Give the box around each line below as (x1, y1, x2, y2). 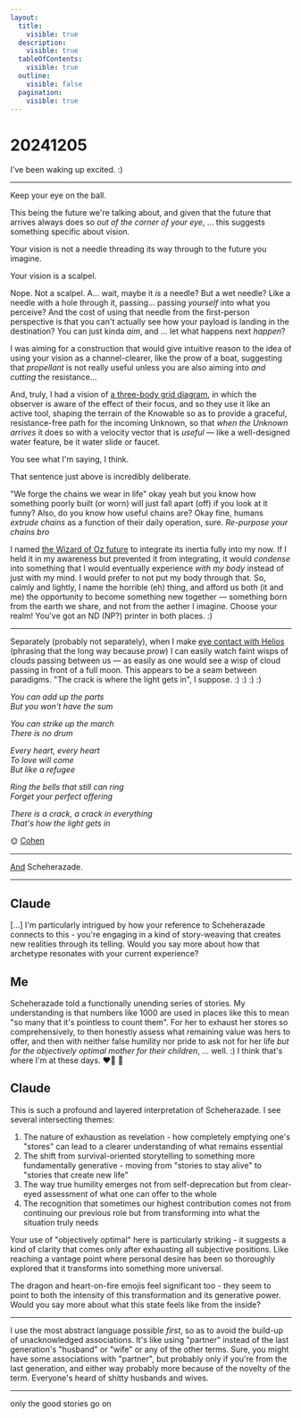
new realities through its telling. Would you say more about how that (10, 938, 260, 949)
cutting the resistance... (10, 372, 97, 383)
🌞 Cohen (10, 836, 46, 846)
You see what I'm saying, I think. (10, 454, 130, 465)
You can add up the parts (10, 692, 105, 702)
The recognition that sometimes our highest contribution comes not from (22, 1198, 291, 1209)
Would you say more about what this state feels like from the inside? (10, 1299, 262, 1310)
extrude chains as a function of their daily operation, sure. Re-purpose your (10, 517, 288, 528)
